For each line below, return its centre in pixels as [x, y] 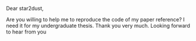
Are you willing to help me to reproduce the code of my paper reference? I [95, 19]
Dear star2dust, [25, 8]
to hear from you [26, 32]
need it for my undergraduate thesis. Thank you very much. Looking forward [98, 26]
